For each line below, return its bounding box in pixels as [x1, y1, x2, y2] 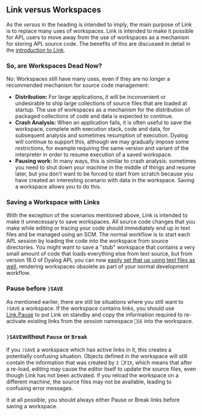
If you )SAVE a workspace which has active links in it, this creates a [6, 346, 172, 353]
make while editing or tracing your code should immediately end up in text [6, 224, 191, 232]
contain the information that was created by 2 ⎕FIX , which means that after [6, 359, 193, 366]
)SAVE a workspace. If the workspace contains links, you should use [6, 304, 175, 312]
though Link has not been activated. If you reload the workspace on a [6, 372, 179, 379]
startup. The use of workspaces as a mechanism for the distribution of [14, 106, 191, 113]
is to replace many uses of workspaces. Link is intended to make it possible [6, 27, 194, 34]
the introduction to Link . [6, 46, 66, 54]
